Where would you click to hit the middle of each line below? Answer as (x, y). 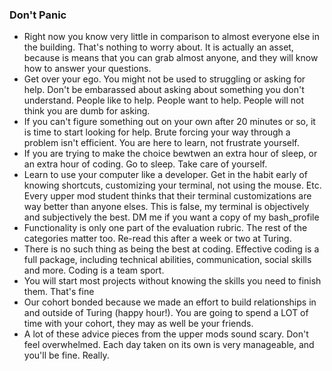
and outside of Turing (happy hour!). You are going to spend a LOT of (166, 313)
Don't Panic (38, 15)
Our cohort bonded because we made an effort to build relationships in (170, 302)
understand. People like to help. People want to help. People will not (163, 100)
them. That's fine (59, 292)
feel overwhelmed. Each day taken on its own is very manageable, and (169, 345)
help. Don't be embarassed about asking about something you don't (164, 90)
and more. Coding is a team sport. (94, 270)
